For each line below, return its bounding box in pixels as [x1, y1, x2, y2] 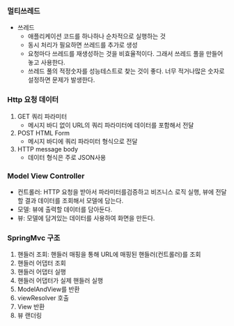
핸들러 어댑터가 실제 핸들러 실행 [17, 276, 103, 285]
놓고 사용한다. [27, 58, 65, 67]
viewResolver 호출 [17, 294, 70, 302]
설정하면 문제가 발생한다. [27, 75, 95, 84]
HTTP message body [17, 145, 79, 153]
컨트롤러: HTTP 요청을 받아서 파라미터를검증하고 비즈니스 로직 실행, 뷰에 [17, 187, 214, 196]
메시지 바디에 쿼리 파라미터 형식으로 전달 [27, 137, 138, 145]
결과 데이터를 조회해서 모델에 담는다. [24, 196, 124, 205]
